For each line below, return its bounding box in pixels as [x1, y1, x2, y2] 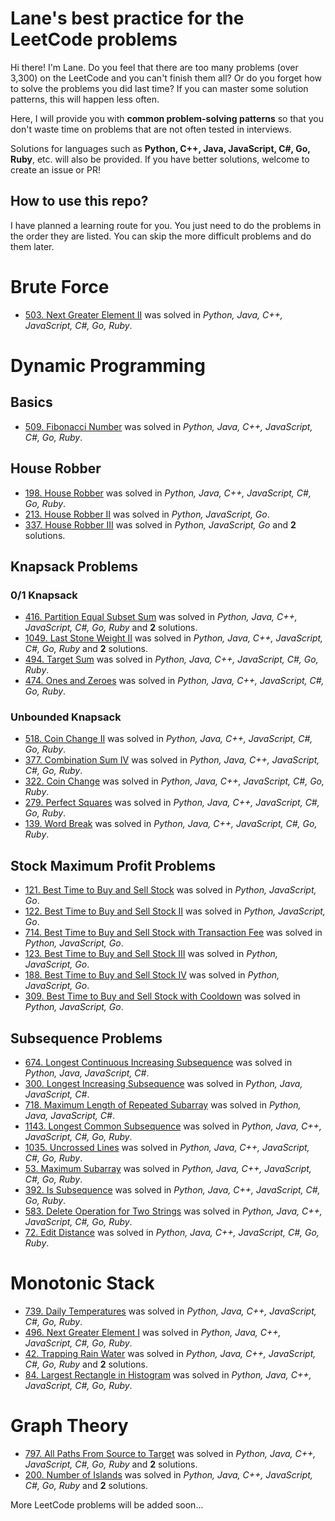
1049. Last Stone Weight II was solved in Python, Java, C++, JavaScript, [24, 632, 324, 644]
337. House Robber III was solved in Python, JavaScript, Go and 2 [24, 518, 297, 531]
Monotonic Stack [10, 1272, 155, 1295]
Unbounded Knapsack [10, 710, 122, 724]
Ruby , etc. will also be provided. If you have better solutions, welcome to [10, 153, 310, 165]
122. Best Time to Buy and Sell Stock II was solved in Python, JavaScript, [24, 905, 326, 917]
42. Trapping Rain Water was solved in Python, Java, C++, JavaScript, [24, 1348, 317, 1360]
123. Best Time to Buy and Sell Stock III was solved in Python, [24, 948, 278, 960]
